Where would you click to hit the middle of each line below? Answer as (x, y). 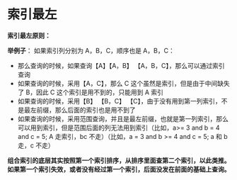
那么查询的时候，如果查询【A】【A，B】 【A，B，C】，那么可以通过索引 (121, 65)
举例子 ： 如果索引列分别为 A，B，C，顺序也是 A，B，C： (91, 50)
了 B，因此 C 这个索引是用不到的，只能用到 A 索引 (91, 92)
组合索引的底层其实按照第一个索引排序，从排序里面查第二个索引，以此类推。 (119, 160)
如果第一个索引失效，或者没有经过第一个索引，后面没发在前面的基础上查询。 (119, 169)
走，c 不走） (36, 145)
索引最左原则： (29, 35)
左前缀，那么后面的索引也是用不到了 (83, 110)
